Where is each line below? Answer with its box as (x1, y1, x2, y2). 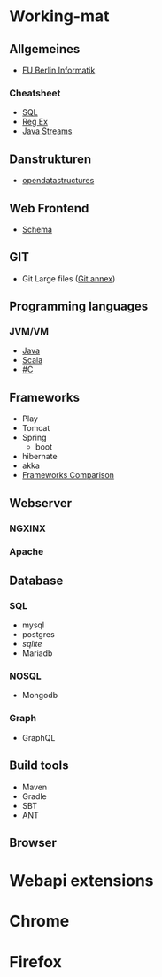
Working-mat (9, 6, 110, 27)
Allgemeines (9, 42, 81, 57)
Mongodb (21, 690, 58, 701)
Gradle (21, 790, 47, 802)
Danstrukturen (9, 151, 92, 166)
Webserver (9, 496, 73, 511)
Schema (21, 224, 53, 235)
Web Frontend (9, 201, 89, 216)
